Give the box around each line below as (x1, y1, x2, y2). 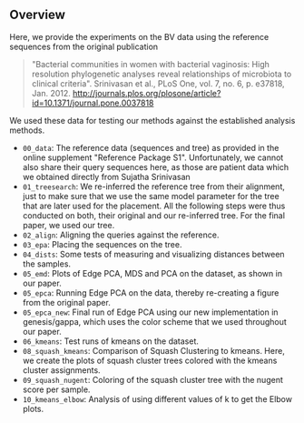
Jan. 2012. (31, 87, 71, 98)
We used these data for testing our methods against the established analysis (9, 115, 296, 126)
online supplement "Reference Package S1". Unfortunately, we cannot (22, 152, 284, 163)
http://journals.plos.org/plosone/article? (72, 87, 221, 98)
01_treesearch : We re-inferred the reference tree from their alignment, (22, 181, 286, 192)
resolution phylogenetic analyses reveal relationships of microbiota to (31, 68, 292, 79)
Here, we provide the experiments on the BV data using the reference (9, 31, 270, 42)
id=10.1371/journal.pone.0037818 (31, 97, 154, 108)
